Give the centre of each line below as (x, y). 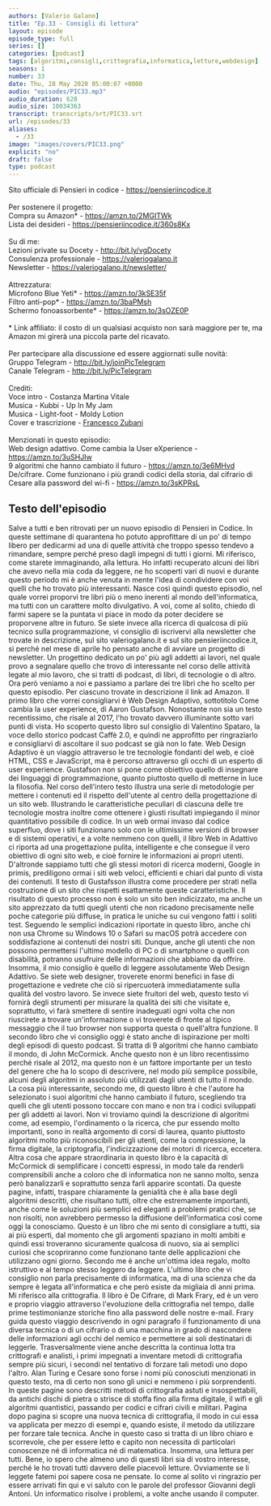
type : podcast (32, 167)
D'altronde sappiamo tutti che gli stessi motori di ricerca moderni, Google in (134, 864)
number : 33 (27, 76)
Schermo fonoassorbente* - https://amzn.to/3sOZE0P (99, 311)
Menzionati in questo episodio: (59, 440)
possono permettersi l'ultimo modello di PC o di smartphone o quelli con (129, 950)
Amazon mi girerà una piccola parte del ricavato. (89, 337)
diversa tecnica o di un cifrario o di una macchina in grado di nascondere (130, 1330)
